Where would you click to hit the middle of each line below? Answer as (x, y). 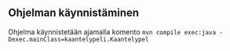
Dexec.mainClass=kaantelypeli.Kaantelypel (78, 39)
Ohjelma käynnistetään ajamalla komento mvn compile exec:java (112, 31)
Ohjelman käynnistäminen (74, 13)
